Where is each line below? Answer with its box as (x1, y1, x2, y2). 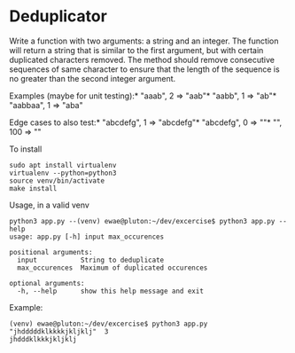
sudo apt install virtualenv (9, 161, 117, 169)
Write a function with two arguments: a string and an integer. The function (9, 35, 279, 46)
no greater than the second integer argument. (9, 73, 176, 83)
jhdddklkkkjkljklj (9, 334, 77, 343)
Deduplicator (9, 6, 108, 27)
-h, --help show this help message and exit (17, 286, 204, 295)
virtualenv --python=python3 (9, 169, 117, 177)
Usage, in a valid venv (9, 200, 90, 210)
